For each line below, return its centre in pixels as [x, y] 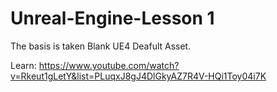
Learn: [23, 65]
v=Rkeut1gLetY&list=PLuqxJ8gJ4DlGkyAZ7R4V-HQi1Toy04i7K [138, 76]
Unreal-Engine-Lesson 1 [112, 18]
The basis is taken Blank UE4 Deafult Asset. [101, 46]
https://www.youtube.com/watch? [109, 65]
